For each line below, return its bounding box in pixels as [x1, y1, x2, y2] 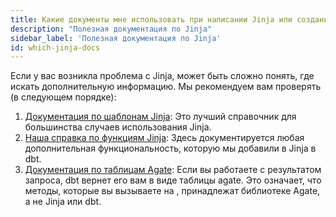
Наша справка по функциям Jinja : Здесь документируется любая [24, 132, 305, 144]
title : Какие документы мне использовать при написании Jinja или [10, 14, 293, 25]
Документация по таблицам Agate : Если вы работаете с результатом [24, 164, 322, 176]
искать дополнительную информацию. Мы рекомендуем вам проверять [10, 81, 322, 93]
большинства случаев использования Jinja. [24, 121, 212, 133]
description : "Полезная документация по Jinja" [10, 24, 213, 34]
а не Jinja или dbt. [24, 196, 102, 208]
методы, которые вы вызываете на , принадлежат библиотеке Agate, [24, 185, 321, 197]
